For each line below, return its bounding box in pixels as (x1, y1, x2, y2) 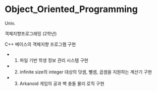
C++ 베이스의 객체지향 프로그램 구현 (5, 41, 76, 47)
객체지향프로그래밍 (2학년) (5, 30, 57, 36)
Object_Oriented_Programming (5, 4, 138, 15)
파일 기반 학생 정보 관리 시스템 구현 (19, 57, 89, 63)
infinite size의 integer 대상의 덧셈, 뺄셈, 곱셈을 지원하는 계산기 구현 (19, 69, 152, 75)
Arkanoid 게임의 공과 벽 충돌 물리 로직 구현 (19, 80, 104, 86)
